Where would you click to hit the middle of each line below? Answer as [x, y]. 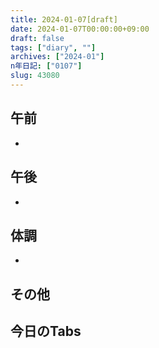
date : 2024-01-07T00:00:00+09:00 [80, 29]
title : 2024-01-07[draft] [64, 19]
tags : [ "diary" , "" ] [53, 47]
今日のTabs [46, 331]
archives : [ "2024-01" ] [57, 57]
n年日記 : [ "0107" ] [46, 66]
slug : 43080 [35, 76]
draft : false [37, 38]
